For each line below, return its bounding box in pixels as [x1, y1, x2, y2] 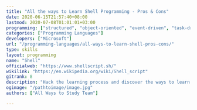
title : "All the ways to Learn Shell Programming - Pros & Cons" [6, 8, 169, 15]
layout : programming [6, 52, 57, 58]
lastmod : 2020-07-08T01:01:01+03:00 [6, 19, 96, 25]
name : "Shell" [6, 57, 41, 63]
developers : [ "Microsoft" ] [6, 36, 72, 42]
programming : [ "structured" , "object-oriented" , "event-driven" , [6, 25, 169, 31]
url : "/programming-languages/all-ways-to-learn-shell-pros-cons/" [6, 42, 175, 47]
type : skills [6, 47, 38, 53]
